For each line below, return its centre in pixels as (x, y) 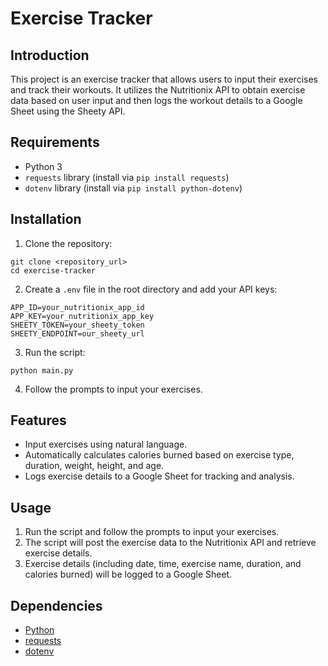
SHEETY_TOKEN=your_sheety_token (77, 325)
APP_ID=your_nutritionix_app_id (77, 307)
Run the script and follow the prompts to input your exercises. (152, 532)
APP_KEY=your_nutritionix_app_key (82, 316)
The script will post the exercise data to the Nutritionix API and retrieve (170, 543)
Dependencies (56, 605)
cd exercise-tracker (53, 270)
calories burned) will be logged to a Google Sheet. (128, 574)
